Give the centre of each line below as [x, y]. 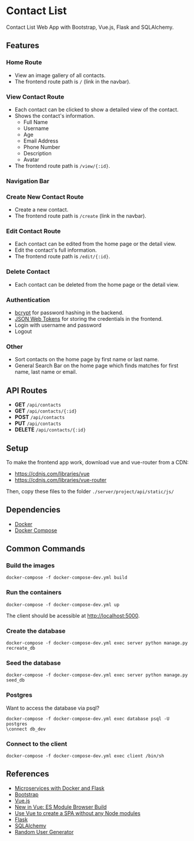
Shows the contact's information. [55, 115]
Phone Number [42, 147]
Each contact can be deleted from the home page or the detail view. [97, 284]
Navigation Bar [28, 181]
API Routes [27, 390]
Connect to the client [37, 744]
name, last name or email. [46, 372]
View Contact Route [35, 97]
